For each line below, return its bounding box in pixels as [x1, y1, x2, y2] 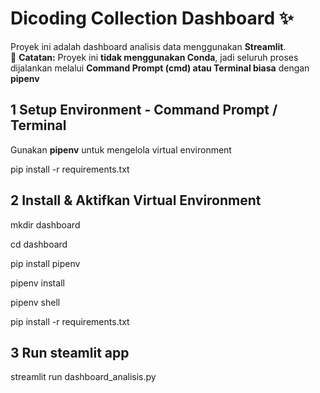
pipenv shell [10, 296, 61, 308]
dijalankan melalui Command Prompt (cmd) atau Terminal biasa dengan [10, 62, 310, 74]
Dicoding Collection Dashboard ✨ [10, 7, 294, 30]
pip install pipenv [10, 257, 81, 269]
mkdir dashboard [10, 218, 81, 231]
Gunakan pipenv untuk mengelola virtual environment [10, 143, 232, 156]
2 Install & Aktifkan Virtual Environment [10, 192, 262, 209]
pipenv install [10, 277, 65, 289]
